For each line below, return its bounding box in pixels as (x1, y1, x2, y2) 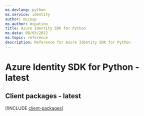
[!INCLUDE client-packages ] (5, 105, 63, 111)
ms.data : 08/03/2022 (5, 30, 48, 35)
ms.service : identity (5, 12, 50, 17)
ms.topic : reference (5, 35, 48, 40)
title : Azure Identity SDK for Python (5, 26, 86, 31)
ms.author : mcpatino (5, 21, 48, 26)
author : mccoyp (5, 16, 37, 21)
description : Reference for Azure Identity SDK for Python (5, 40, 131, 45)
